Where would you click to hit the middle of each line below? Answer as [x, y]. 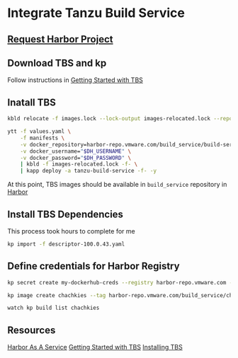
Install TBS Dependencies [66, 214]
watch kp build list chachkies [53, 308]
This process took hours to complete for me [72, 231]
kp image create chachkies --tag [57, 295]
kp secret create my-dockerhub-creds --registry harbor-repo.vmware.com [117, 282]
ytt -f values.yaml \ [39, 132]
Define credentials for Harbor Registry [93, 266]
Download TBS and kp [57, 63]
